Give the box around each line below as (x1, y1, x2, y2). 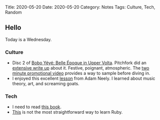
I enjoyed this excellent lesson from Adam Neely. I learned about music (12, 75, 156, 81)
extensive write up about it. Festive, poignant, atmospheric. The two (12, 65, 149, 71)
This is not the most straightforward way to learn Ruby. (12, 109, 123, 115)
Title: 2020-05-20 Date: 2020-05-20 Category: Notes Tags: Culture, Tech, (5, 4, 156, 10)
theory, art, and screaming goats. (12, 81, 80, 87)
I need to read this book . (12, 104, 62, 110)
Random (5, 9, 22, 15)
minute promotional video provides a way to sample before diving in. (12, 71, 151, 76)
